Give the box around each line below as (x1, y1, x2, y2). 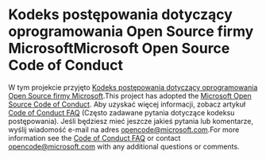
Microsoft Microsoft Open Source (8, 40, 230, 57)
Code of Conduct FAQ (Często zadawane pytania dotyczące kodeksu (8, 107, 235, 117)
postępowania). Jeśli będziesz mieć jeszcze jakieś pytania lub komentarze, (8, 116, 254, 126)
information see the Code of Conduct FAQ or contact (8, 133, 181, 142)
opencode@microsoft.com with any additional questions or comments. (8, 142, 240, 151)
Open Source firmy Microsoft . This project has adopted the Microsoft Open (8, 91, 252, 100)
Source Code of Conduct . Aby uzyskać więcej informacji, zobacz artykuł (8, 99, 246, 109)
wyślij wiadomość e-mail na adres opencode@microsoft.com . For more (8, 125, 240, 134)
